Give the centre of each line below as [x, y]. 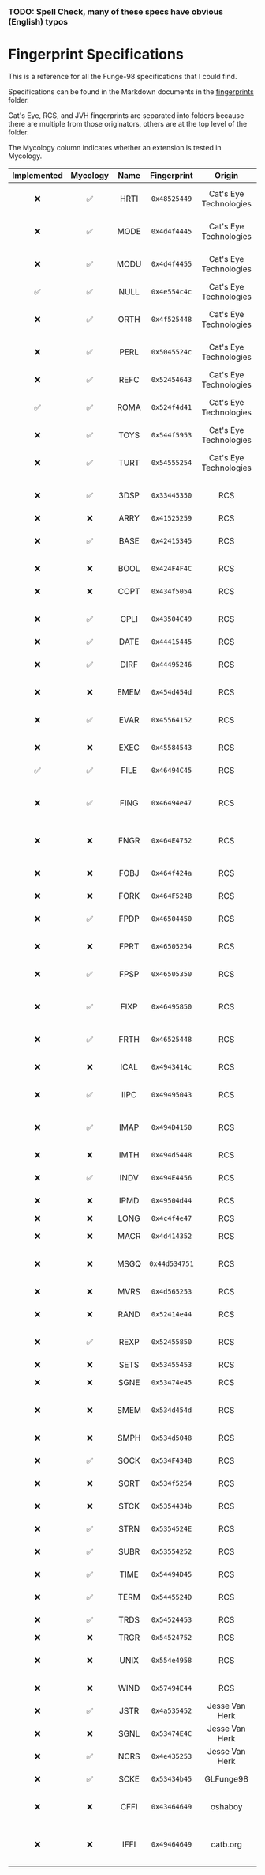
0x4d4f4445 [172, 231]
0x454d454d [172, 692]
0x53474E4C [172, 1733]
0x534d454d [172, 1410]
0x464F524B [172, 896]
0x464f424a [172, 873]
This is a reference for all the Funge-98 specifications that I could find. [123, 76]
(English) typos [38, 21]
